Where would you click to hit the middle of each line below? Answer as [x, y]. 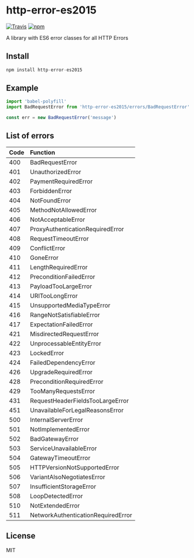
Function [43, 152]
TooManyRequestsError [63, 391]
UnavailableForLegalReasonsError [77, 410]
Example [22, 88]
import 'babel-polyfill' [36, 102]
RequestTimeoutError [59, 238]
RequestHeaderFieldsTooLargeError [79, 401]
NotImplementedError [60, 429]
